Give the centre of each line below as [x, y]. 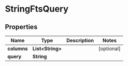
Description [80, 41]
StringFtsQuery [37, 9]
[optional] [109, 49]
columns [18, 49]
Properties [21, 27]
